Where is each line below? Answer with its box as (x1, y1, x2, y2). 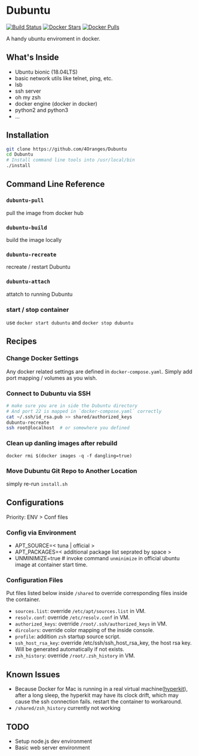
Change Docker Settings (6, 354, 79, 363)
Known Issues (6, 669, 60, 679)
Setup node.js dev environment (14, 737, 93, 745)
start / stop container (6, 305, 69, 314)
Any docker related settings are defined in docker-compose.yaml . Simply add (6, 368, 193, 375)
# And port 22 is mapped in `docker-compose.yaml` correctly (6, 408, 162, 414)
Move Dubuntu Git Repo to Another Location (6, 466, 138, 475)
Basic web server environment (14, 743, 90, 751)
